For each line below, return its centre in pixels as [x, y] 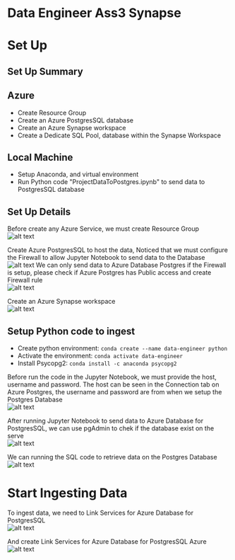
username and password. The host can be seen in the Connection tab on [113, 384]
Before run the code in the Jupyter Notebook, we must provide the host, [112, 377]
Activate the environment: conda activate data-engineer [100, 356]
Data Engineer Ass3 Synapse [94, 13]
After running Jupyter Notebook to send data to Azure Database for [105, 421]
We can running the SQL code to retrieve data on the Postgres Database [112, 457]
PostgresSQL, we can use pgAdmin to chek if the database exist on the [111, 428]
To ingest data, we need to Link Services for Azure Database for [101, 513]
